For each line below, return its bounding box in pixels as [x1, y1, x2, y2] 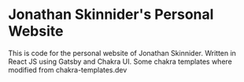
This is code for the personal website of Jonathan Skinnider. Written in [8, 48, 236, 58]
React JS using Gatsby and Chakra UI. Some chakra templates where [8, 57, 232, 66]
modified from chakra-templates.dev [8, 65, 128, 74]
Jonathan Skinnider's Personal [8, 6, 214, 24]
